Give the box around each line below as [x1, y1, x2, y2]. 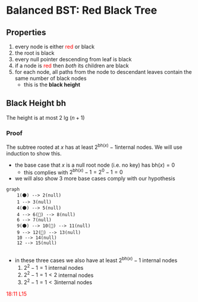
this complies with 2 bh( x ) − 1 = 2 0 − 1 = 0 [23, 167, 123, 176]
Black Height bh [6, 98, 67, 108]
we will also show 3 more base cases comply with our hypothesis [14, 175, 175, 182]
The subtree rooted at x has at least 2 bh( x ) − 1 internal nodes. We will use [6, 142, 183, 151]
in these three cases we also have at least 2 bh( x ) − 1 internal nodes [14, 256, 178, 264]
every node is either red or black [14, 43, 95, 50]
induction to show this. [6, 150, 62, 157]
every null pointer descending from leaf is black [14, 56, 132, 63]
